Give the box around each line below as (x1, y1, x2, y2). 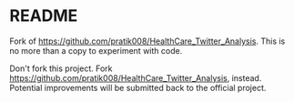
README (9, 5, 78, 26)
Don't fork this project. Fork (9, 63, 113, 74)
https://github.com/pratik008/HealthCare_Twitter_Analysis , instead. (9, 72, 262, 83)
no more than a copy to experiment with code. (9, 45, 183, 56)
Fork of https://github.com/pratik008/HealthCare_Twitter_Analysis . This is (9, 36, 286, 46)
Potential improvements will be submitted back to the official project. (9, 82, 267, 93)
